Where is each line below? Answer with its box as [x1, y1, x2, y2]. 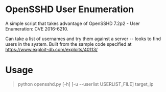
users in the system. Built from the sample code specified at [5, 41, 132, 47]
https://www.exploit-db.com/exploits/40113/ [5, 46, 98, 52]
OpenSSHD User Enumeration [5, 4, 134, 15]
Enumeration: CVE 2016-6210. [5, 25, 68, 32]
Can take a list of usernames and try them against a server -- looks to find [5, 36, 161, 42]
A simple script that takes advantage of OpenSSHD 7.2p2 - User [5, 20, 140, 26]
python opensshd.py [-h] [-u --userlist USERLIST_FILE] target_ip [17, 81, 154, 87]
